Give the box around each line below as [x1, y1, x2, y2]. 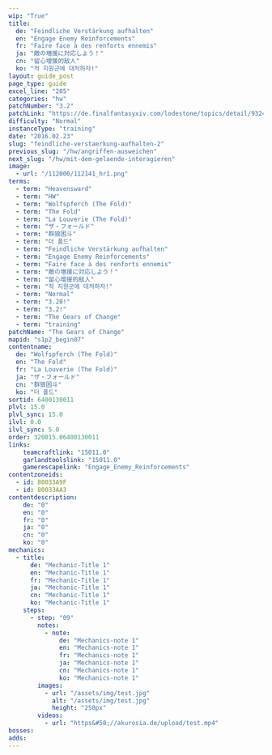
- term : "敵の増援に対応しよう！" [15, 268, 119, 276]
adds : [8, 734, 27, 742]
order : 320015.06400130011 [8, 433, 100, 441]
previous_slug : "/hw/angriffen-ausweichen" [8, 147, 158, 155]
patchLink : [8, 110, 45, 118]
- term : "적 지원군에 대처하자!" [15, 282, 113, 291]
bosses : [8, 727, 35, 735]
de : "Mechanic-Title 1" [29, 561, 111, 569]
